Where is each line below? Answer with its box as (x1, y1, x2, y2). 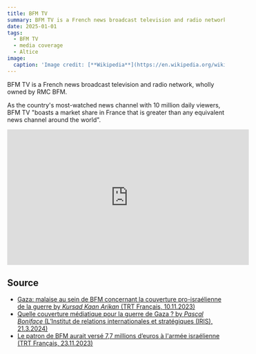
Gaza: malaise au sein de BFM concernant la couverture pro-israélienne (17, 295, 222, 304)
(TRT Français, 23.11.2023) (17, 339, 93, 348)
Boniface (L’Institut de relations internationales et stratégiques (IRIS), (17, 317, 213, 326)
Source (7, 277, 39, 289)
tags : (7, 29, 23, 37)
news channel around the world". (7, 115, 101, 124)
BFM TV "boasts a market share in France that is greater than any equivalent (7, 108, 225, 116)
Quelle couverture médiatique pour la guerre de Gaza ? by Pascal (17, 310, 204, 318)
